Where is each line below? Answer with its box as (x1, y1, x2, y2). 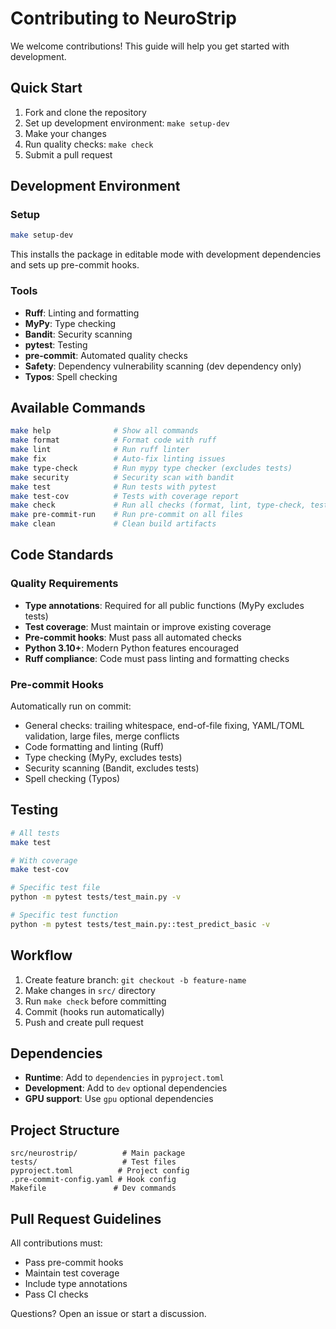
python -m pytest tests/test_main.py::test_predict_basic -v (10, 919, 271, 929)
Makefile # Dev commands (10, 1183, 177, 1194)
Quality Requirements (10, 577, 119, 591)
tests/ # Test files (10, 1157, 177, 1167)
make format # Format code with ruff (10, 435, 217, 446)
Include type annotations (24, 1278, 128, 1290)
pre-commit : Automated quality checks (24, 349, 188, 361)
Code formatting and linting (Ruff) (24, 741, 164, 753)
